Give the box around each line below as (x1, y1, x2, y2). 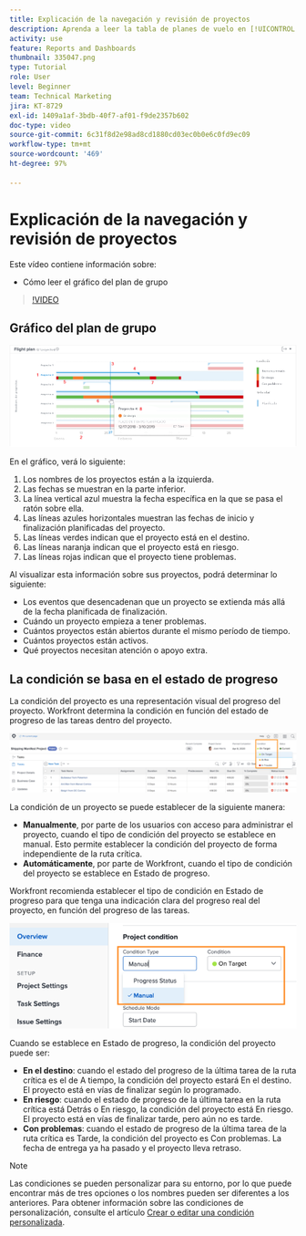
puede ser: (9, 1047, 50, 1058)
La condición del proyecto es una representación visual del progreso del (9, 696, 280, 707)
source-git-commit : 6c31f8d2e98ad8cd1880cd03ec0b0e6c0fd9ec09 (9, 130, 250, 140)
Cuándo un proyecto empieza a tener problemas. (22, 616, 207, 627)
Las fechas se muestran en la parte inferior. (22, 483, 187, 494)
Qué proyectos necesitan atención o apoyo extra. (22, 645, 208, 656)
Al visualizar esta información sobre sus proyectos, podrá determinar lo (9, 569, 278, 580)
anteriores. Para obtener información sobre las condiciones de (9, 1197, 244, 1208)
